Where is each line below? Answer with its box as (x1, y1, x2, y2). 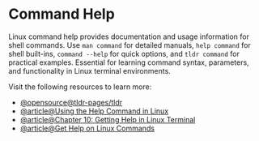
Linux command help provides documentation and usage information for (8, 32, 249, 41)
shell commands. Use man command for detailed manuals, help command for (8, 40, 251, 49)
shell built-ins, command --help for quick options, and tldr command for (8, 49, 240, 58)
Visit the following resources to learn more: (8, 82, 152, 92)
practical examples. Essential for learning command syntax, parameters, (8, 58, 249, 67)
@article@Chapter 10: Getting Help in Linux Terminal (19, 114, 196, 124)
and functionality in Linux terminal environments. (8, 66, 172, 75)
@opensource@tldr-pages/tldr (19, 97, 123, 107)
